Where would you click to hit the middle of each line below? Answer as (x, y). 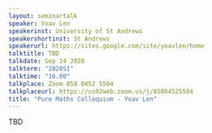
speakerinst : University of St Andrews (76, 31)
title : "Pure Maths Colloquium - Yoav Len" (83, 99)
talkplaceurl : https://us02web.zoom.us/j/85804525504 (101, 91)
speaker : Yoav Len (39, 24)
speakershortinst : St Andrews (59, 39)
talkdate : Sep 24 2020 (47, 62)
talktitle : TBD (34, 54)
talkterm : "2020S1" (41, 69)
